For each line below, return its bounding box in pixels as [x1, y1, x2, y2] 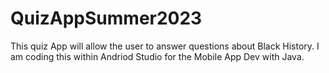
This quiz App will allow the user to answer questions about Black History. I [10, 40, 320, 52]
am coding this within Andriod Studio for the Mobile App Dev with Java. [10, 50, 305, 62]
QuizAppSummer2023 [10, 7, 203, 30]
